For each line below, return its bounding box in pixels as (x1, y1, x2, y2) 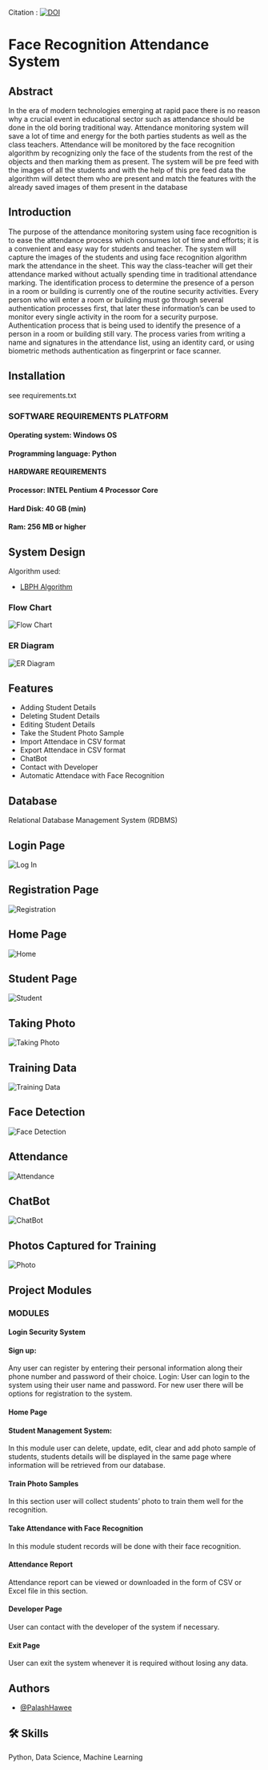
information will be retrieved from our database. (8, 1461, 166, 1470)
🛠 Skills (8, 1727, 50, 1740)
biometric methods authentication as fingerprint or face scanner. (8, 345, 222, 356)
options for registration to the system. (8, 1389, 133, 1398)
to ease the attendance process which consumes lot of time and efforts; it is (8, 235, 259, 244)
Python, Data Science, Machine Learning (8, 1752, 143, 1762)
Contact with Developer (19, 762, 98, 772)
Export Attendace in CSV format (19, 745, 126, 755)
